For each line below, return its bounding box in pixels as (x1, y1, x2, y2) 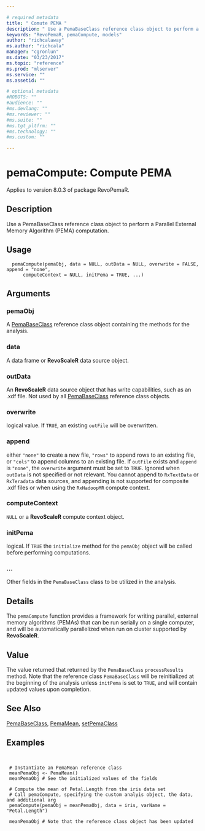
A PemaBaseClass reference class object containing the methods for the (6, 321, 190, 328)
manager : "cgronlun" (6, 49, 60, 55)
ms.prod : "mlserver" (6, 66, 60, 72)
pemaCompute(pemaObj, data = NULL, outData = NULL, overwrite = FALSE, (12, 261, 199, 267)
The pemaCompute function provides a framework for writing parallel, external (6, 612, 198, 620)
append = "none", (6, 266, 51, 272)
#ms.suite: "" (6, 117, 43, 123)
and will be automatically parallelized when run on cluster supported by (6, 625, 187, 633)
